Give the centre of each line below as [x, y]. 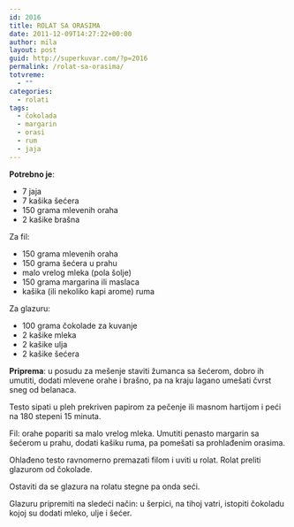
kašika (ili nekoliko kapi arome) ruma [88, 291]
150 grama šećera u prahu [69, 263]
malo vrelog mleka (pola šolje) [77, 272]
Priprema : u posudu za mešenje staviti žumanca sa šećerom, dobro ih [137, 370]
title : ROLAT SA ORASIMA [55, 26]
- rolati [33, 99]
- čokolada [37, 116]
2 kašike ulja [45, 344]
